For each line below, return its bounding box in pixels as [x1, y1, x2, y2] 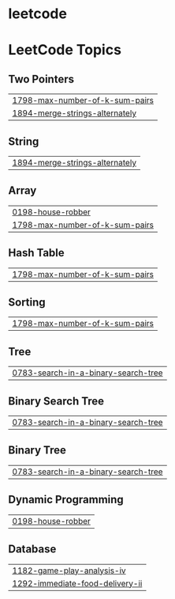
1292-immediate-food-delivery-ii [12, 578, 143, 589]
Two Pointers [8, 72, 75, 85]
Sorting [8, 296, 46, 309]
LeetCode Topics [8, 41, 122, 59]
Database [8, 543, 57, 556]
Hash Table [8, 246, 65, 260]
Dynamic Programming [8, 493, 124, 506]
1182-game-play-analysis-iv [12, 565, 126, 576]
